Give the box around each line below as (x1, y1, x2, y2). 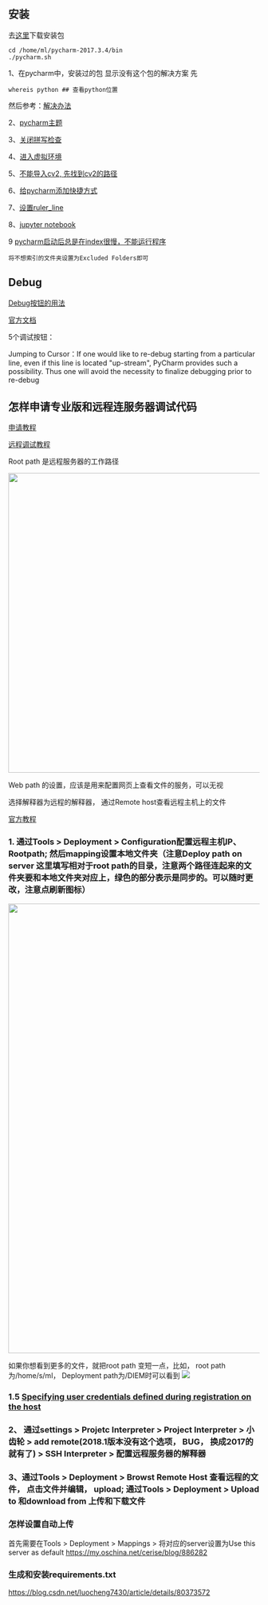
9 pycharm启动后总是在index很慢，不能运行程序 (8, 237, 167, 246)
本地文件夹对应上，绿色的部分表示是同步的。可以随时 (41, 872, 246, 883)
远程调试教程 (8, 440, 50, 449)
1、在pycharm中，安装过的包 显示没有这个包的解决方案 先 (8, 68, 198, 78)
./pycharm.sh (8, 53, 52, 62)
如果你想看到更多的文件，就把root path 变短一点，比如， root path (8, 1360, 226, 1370)
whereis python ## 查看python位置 (8, 86, 118, 94)
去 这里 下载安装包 (8, 30, 65, 40)
